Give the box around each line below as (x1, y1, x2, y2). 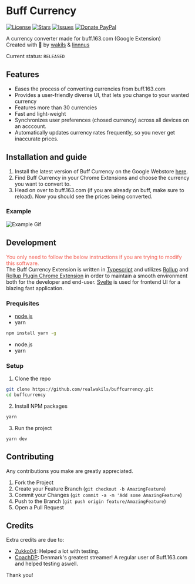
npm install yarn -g (6, 330, 57, 336)
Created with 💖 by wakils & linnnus (6, 41, 90, 48)
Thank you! (6, 572, 33, 579)
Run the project (14, 424, 52, 431)
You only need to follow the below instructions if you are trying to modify (6, 253, 182, 260)
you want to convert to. (14, 180, 71, 187)
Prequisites (6, 299, 39, 307)
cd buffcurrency (6, 392, 46, 398)
